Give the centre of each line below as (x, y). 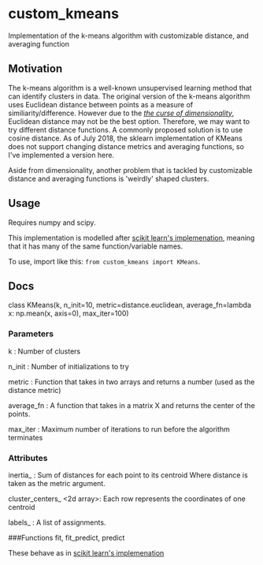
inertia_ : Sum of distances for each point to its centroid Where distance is (128, 475)
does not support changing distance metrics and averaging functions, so (126, 146)
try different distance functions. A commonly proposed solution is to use (126, 129)
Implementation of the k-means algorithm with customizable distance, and (129, 36)
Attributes (28, 458)
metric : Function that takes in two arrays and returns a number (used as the (131, 382)
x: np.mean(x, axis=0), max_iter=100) (69, 313)
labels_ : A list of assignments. (57, 522)
